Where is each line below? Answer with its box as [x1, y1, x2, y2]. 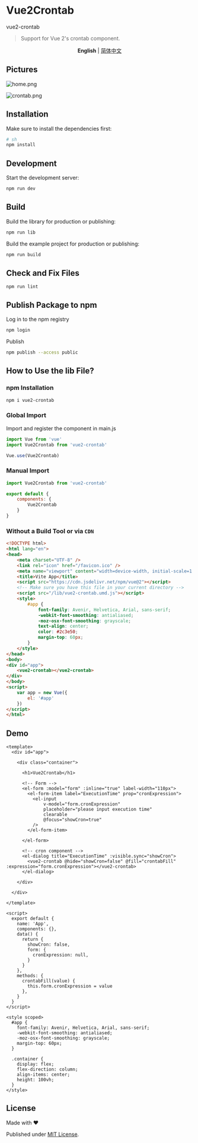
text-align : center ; [37, 624, 89, 629]
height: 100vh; [17, 1077, 55, 1083]
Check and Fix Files [6, 268, 80, 278]
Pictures [6, 65, 38, 75]
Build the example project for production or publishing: [6, 240, 139, 247]
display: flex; [17, 1062, 55, 1068]
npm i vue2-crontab [6, 397, 55, 403]
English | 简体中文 [77, 47, 122, 54]
